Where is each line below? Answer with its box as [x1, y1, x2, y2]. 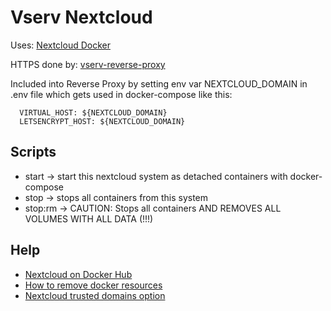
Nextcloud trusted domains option [24, 289, 166, 301]
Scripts [10, 144, 57, 161]
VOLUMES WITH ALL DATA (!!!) [24, 212, 154, 225]
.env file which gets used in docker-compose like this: [10, 88, 233, 100]
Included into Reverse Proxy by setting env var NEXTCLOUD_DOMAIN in [10, 77, 308, 90]
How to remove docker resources [24, 279, 163, 291]
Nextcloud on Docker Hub [24, 268, 133, 280]
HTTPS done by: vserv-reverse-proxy [10, 58, 166, 70]
